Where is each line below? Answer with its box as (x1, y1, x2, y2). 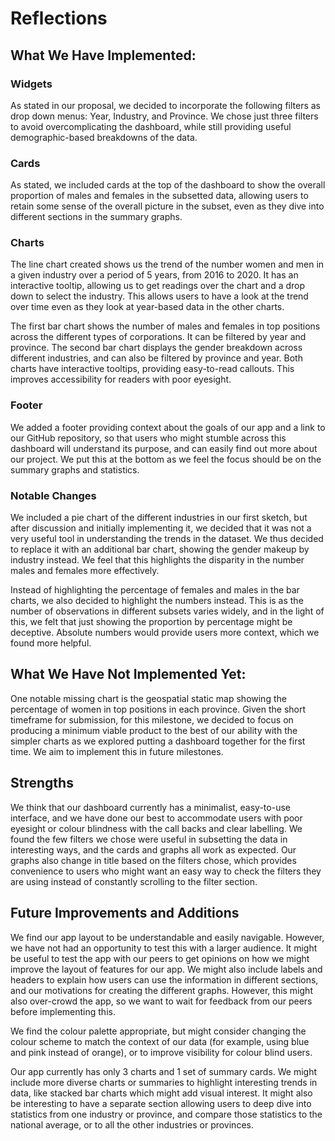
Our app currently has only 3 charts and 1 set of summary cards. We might (10, 1065, 318, 1077)
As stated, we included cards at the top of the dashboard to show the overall (10, 179, 326, 191)
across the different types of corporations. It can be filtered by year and (10, 331, 307, 343)
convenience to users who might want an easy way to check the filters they (10, 865, 322, 877)
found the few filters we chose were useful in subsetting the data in (10, 833, 288, 845)
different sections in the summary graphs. (10, 211, 183, 223)
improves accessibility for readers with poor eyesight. (10, 373, 232, 386)
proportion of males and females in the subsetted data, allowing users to (10, 190, 309, 202)
